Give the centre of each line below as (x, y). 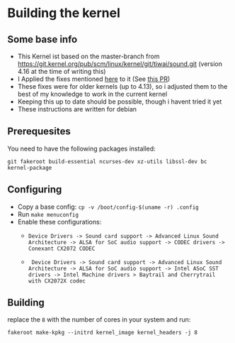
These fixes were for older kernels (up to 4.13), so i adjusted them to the (122, 86)
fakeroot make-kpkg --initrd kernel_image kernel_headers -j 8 (103, 333)
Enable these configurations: (59, 222)
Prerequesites (39, 132)
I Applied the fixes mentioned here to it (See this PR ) (94, 79)
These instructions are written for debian (77, 109)
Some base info (42, 39)
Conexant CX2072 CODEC (62, 249)
